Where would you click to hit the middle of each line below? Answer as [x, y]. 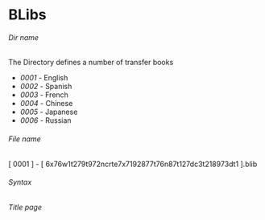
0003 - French [44, 95]
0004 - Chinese [46, 104]
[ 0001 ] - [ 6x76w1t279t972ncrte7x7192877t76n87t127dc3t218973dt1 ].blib [133, 164]
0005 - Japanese [49, 112]
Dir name [23, 37]
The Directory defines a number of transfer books [91, 63]
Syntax [20, 182]
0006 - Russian [46, 120]
